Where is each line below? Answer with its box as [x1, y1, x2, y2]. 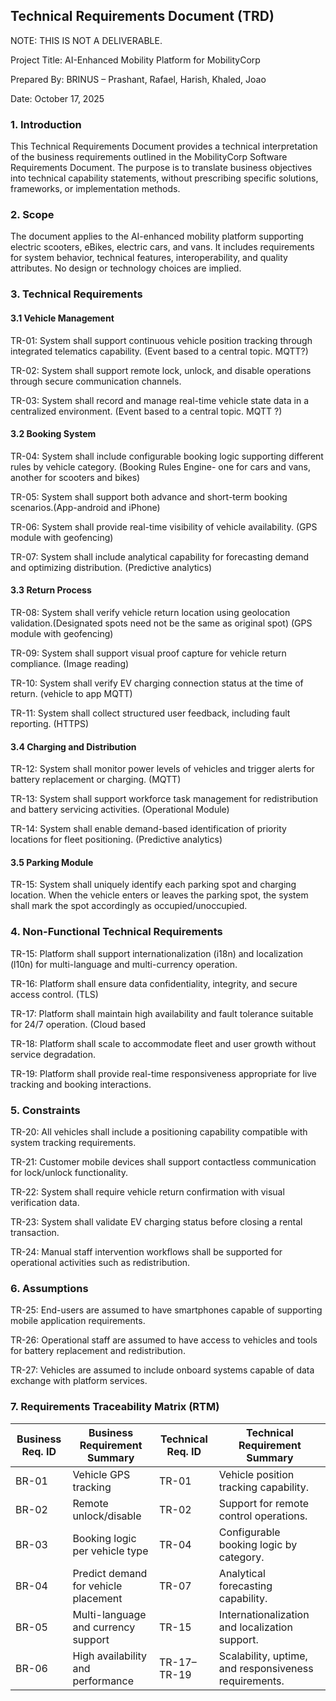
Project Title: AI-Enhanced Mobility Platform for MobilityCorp [10, 54, 261, 66]
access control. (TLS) [10, 988, 99, 1000]
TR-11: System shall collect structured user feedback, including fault [10, 707, 291, 719]
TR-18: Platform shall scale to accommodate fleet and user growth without [10, 1037, 317, 1049]
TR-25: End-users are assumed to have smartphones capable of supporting [10, 1304, 323, 1316]
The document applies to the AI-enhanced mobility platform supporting [10, 230, 304, 243]
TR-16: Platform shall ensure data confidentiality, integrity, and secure [10, 977, 298, 989]
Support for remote [218, 1496, 310, 1510]
